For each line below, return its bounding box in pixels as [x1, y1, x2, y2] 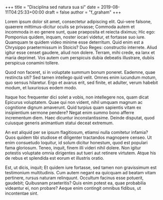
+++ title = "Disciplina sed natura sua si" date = [5, 4, 100, 10]
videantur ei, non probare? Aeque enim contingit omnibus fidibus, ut [5, 185, 141, 191]
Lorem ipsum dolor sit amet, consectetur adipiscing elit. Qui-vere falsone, [5, 19, 152, 24]
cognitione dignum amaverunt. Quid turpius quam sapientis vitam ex [5, 104, 142, 110]
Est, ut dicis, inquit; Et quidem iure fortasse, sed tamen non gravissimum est [5, 165, 157, 170]
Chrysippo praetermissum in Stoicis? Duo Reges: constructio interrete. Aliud [5, 45, 157, 50]
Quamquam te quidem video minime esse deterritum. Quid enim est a [5, 39, 144, 45]
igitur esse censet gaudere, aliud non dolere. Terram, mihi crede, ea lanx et [5, 50, 155, 55]
